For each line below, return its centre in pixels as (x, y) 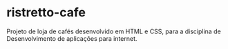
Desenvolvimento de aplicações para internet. (72, 38)
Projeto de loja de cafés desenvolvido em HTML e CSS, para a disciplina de (114, 31)
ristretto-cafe (46, 13)
